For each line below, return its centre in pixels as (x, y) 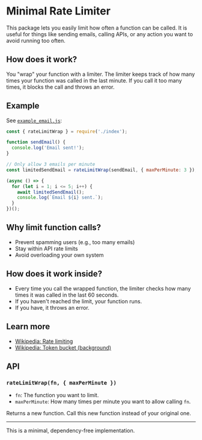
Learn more (28, 327)
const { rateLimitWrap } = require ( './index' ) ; (67, 131)
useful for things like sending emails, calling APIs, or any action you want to (100, 34)
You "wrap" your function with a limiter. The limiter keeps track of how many (101, 74)
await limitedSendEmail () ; (51, 192)
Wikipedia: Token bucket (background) (63, 347)
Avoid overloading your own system (59, 255)
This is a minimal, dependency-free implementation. (71, 431)
